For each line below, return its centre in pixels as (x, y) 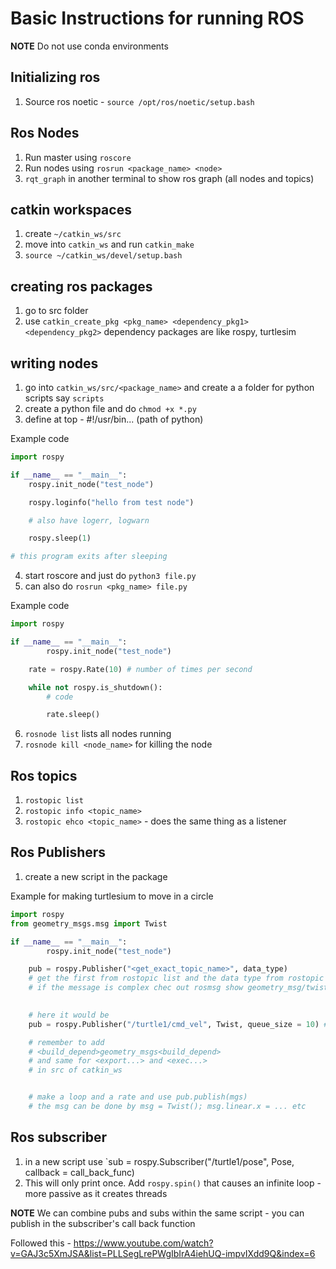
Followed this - (41, 1243)
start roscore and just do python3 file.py (110, 576)
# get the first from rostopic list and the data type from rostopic (176, 978)
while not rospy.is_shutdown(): (95, 687)
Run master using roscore (78, 157)
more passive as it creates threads (96, 1193)
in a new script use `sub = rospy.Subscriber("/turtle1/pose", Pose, (159, 1161)
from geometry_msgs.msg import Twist (89, 923)
